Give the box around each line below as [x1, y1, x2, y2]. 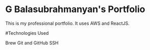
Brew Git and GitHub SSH [5, 39, 59, 46]
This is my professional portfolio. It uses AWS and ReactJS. [5, 20, 130, 26]
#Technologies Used [5, 30, 49, 36]
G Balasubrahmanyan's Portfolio [5, 4, 145, 15]
